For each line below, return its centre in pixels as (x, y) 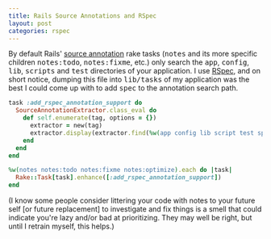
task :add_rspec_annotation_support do (75, 103)
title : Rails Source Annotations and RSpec (83, 16)
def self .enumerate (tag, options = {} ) (90, 118)
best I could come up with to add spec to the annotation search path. (123, 88)
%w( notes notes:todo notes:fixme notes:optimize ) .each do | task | (120, 170)
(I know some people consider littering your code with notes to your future (132, 200)
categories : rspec (39, 31)
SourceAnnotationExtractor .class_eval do (86, 111)
